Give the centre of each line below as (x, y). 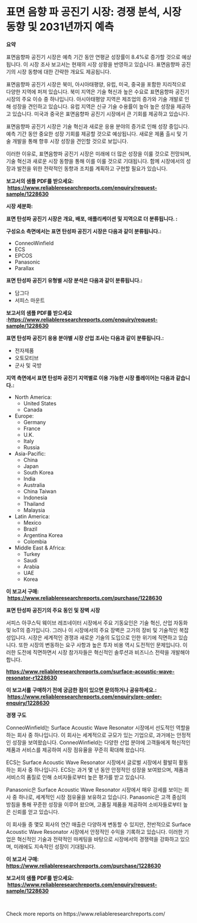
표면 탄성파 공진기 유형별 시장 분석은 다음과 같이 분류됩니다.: (74, 280)
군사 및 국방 (28, 365)
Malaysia (34, 510)
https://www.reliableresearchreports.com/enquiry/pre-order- (85, 696)
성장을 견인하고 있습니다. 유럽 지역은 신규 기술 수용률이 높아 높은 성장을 (94, 106)
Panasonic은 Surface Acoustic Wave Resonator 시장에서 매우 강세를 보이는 (95, 789)
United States (40, 403)
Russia (31, 447)
